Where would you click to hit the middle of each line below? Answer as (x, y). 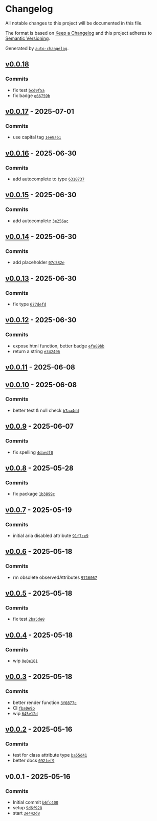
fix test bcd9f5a (29, 90)
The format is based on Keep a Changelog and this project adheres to (79, 33)
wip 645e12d (25, 713)
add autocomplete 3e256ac (41, 221)
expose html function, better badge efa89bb (59, 346)
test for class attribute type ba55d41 (50, 755)
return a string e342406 (36, 351)
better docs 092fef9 (33, 760)
